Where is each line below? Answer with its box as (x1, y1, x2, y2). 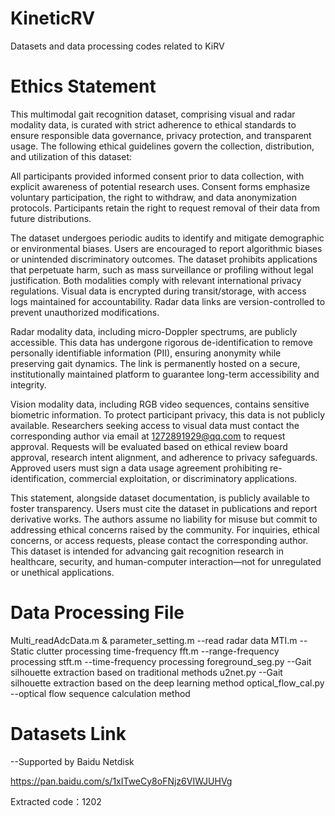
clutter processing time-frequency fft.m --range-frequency (36, 645, 280, 657)
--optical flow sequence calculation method (10, 687, 191, 699)
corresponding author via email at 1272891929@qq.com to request (10, 430, 286, 442)
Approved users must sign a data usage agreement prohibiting (10, 462, 268, 474)
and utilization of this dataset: (10, 150, 133, 162)
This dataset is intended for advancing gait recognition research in (10, 545, 284, 557)
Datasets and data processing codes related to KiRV (10, 40, 225, 52)
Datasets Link (10, 723, 127, 745)
